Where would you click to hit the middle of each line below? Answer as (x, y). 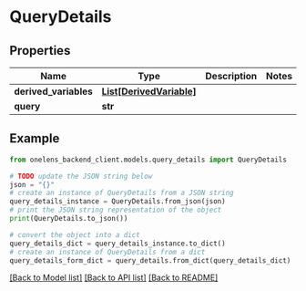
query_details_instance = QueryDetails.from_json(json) (117, 202)
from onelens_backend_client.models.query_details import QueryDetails (148, 160)
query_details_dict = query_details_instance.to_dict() (117, 244)
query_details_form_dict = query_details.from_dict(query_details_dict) (150, 260)
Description (231, 76)
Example (35, 139)
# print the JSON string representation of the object (116, 210)
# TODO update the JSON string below (81, 176)
